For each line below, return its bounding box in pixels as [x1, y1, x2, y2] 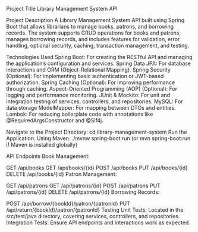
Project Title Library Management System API [6, 5, 118, 12]
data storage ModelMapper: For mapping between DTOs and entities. [6, 104, 177, 111]
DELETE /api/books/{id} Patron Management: [6, 171, 117, 178]
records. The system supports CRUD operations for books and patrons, [6, 29, 181, 36]
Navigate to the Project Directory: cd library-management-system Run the [6, 128, 187, 135]
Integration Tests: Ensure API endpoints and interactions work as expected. [6, 219, 190, 226]
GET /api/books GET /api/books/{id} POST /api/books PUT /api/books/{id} [6, 164, 188, 171]
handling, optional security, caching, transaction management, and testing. [6, 42, 190, 49]
